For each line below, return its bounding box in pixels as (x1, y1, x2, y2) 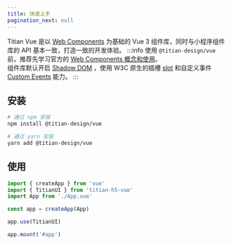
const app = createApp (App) (7, 205, 90, 213)
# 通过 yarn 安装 (7, 133, 54, 141)
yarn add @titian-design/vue (7, 139, 93, 146)
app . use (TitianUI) (7, 219, 61, 226)
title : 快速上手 (7, 10, 51, 18)
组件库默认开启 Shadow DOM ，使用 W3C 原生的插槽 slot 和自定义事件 (7, 63, 212, 72)
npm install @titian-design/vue (7, 120, 102, 127)
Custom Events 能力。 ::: (7, 72, 79, 81)
